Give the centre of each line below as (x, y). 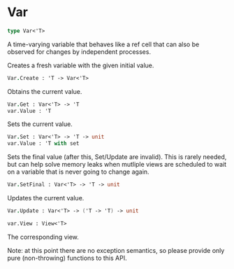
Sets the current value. (40, 124)
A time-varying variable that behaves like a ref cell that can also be (103, 44)
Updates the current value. (46, 198)
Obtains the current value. (45, 91)
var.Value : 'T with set (43, 144)
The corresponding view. (43, 237)
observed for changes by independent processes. (79, 51)
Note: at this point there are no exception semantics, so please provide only (116, 250)
